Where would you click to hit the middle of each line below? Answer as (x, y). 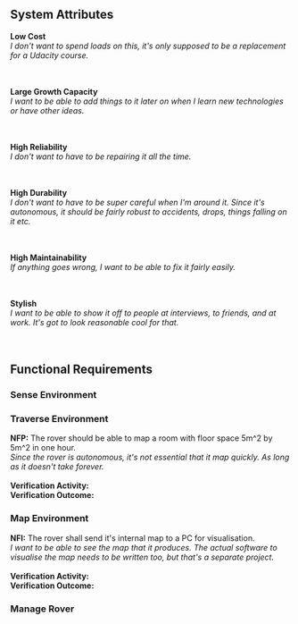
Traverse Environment (59, 419)
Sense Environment (54, 395)
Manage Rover (42, 609)
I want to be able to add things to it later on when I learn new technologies (147, 101)
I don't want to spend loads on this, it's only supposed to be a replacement (148, 46)
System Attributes (62, 15)
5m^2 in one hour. (43, 448)
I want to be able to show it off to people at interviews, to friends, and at (143, 313)
